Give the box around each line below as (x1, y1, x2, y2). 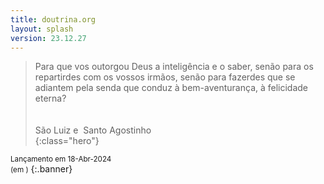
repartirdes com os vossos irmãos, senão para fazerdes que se (34, 71, 296, 83)
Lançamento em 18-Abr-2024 (10, 154, 112, 165)
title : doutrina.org (10, 14, 97, 25)
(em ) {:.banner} (10, 163, 73, 175)
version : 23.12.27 (10, 33, 87, 43)
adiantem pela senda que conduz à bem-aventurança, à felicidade (34, 82, 309, 94)
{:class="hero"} (34, 135, 100, 147)
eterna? (34, 92, 67, 105)
